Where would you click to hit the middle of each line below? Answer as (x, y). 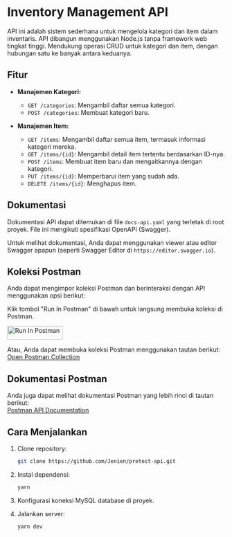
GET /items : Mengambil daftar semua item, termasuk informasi (116, 139)
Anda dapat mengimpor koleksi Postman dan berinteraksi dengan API (106, 289)
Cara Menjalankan (47, 432)
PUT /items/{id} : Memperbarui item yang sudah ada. (103, 176)
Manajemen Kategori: (49, 91)
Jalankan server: (41, 513)
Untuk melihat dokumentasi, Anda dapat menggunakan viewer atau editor (112, 242)
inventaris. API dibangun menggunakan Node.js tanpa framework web (107, 38)
